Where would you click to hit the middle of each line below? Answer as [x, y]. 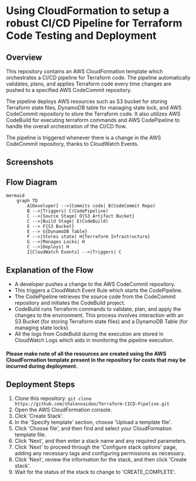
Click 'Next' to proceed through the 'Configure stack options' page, [96, 447]
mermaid [16, 196]
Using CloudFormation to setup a [88, 11]
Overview [24, 57]
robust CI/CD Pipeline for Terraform [94, 23]
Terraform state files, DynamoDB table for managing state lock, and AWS [94, 108]
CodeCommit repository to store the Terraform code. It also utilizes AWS [93, 114]
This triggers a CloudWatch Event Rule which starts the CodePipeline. [99, 291]
